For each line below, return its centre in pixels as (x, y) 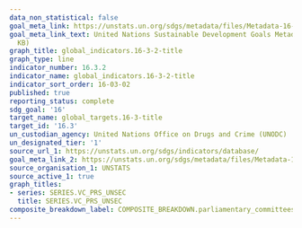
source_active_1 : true (52, 176)
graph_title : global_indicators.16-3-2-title (96, 51)
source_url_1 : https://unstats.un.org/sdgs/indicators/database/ (134, 151)
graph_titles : (36, 185)
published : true (40, 92)
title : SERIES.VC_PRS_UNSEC (70, 202)
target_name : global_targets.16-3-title (86, 118)
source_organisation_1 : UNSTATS (70, 168)
